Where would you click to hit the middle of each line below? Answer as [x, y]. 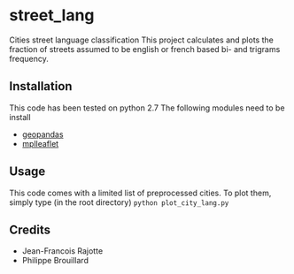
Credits [30, 229]
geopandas [43, 134]
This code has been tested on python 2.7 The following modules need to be [147, 108]
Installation [41, 86]
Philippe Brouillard [55, 261]
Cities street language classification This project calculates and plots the [142, 40]
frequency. [29, 58]
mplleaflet [40, 143]
